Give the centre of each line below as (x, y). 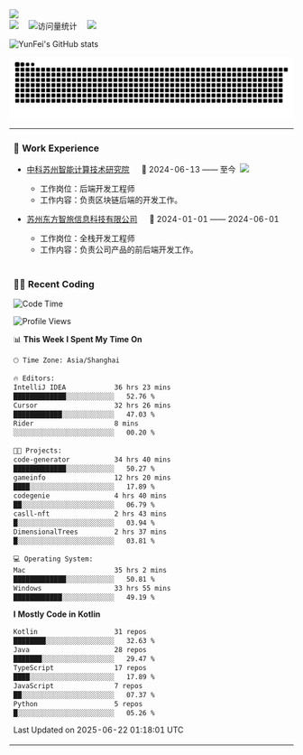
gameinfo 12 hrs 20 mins (92, 478)
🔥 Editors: (34, 378)
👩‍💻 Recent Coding (54, 284)
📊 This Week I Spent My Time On (78, 340)
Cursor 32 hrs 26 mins (92, 405)
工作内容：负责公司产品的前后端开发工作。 (119, 249)
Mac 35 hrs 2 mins (90, 571)
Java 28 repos (80, 650)
